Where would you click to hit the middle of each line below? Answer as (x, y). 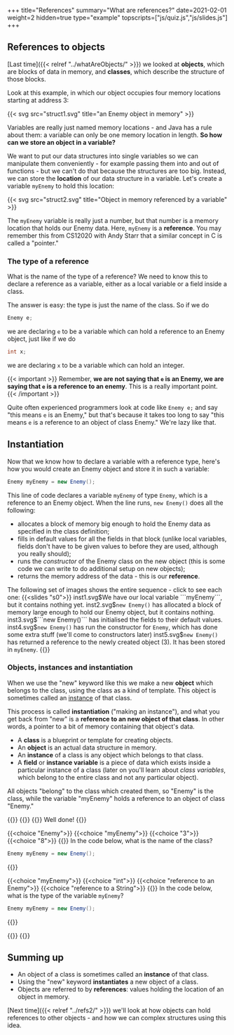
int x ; (17, 352)
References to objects (56, 47)
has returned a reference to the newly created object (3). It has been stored (116, 642)
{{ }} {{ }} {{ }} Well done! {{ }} (47, 819)
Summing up (36, 957)
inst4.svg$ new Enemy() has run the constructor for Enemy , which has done (113, 627)
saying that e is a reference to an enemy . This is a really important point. (113, 386)
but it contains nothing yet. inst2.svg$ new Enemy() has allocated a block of (114, 605)
